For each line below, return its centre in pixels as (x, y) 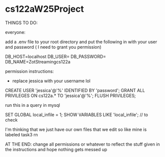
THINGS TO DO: (21, 23)
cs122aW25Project (45, 9)
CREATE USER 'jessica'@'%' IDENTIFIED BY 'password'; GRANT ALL (75, 90)
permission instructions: (30, 71)
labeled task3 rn (21, 134)
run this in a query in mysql (33, 105)
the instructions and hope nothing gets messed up (56, 149)
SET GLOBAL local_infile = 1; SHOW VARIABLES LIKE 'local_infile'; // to (77, 115)
